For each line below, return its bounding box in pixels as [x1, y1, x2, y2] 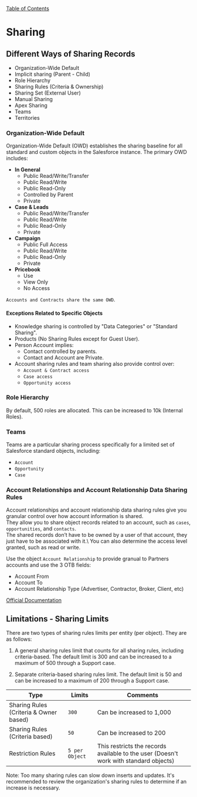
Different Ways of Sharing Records [6, 49, 136, 59]
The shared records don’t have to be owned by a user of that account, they [6, 532, 188, 539]
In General [14, 166, 41, 173]
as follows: [6, 635, 32, 643]
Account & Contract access [23, 367, 90, 374]
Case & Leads [14, 204, 49, 211]
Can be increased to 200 [97, 729, 166, 737]
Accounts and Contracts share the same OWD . [6, 296, 116, 303]
